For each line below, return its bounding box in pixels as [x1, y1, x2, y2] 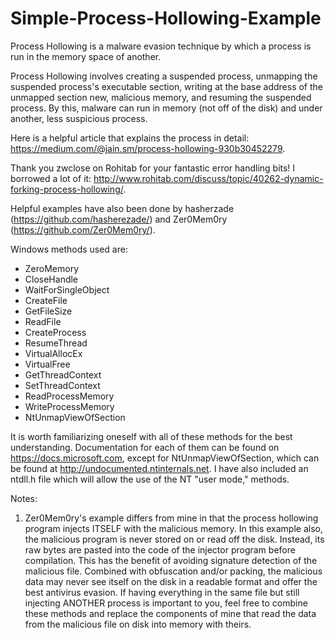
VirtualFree [24, 358, 71, 370]
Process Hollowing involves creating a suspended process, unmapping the [10, 70, 318, 82]
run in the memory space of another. [10, 50, 162, 62]
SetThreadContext [24, 379, 101, 391]
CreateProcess [24, 326, 87, 338]
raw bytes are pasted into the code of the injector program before [24, 543, 296, 556]
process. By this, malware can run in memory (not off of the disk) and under [10, 102, 323, 114]
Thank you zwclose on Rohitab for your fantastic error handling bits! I [10, 162, 296, 174]
